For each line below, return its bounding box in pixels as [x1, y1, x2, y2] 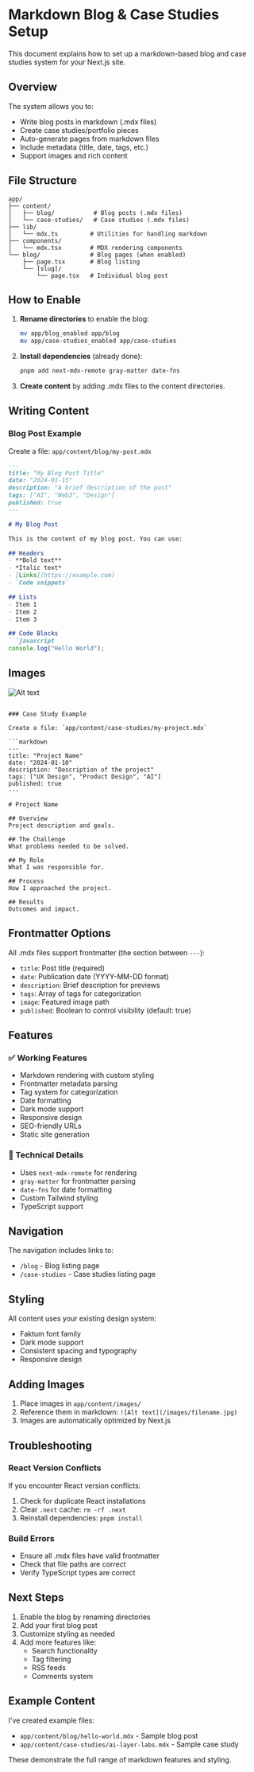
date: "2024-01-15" [8, 476, 73, 485]
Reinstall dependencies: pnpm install [19, 1512, 143, 1522]
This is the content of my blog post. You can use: [8, 535, 183, 543]
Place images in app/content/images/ [19, 1399, 141, 1408]
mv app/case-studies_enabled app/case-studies [19, 337, 177, 345]
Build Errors [8, 1532, 55, 1544]
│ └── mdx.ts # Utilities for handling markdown [8, 229, 208, 238]
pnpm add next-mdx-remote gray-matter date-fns [19, 367, 180, 375]
